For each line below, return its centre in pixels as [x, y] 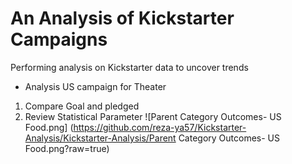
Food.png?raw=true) [67, 148]
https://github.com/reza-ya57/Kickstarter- [160, 127]
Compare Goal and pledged [82, 106]
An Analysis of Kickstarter [122, 18]
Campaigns [59, 39]
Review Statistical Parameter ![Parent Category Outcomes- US [153, 116]
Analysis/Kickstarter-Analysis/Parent [100, 138]
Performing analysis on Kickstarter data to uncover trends [129, 67]
